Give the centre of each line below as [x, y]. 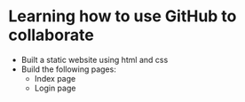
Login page [55, 88]
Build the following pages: [68, 69]
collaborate [51, 35]
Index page [55, 78]
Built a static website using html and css [95, 59]
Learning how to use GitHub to [122, 16]
